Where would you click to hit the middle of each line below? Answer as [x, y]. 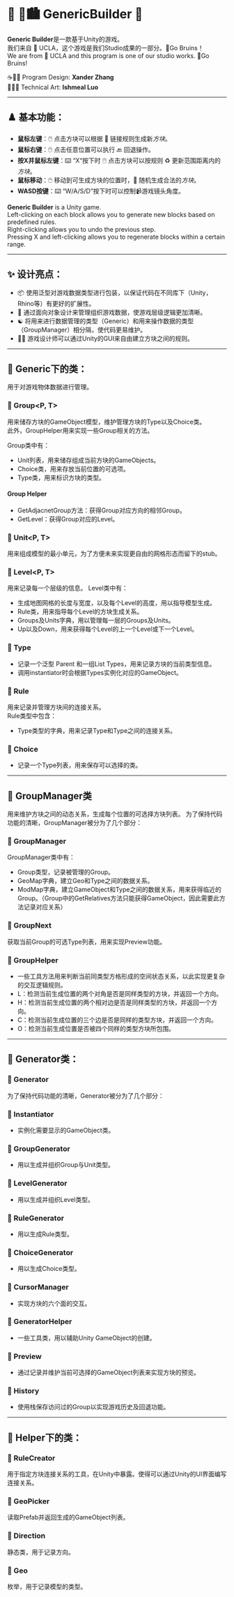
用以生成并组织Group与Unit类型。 [66, 1165]
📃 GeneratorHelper [40, 1322]
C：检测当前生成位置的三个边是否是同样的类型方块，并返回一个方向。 [117, 1020]
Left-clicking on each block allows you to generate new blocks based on [111, 214]
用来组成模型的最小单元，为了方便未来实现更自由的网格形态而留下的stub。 [114, 554]
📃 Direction [26, 1536]
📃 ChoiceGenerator [40, 1252]
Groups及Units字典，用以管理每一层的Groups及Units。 [96, 621]
